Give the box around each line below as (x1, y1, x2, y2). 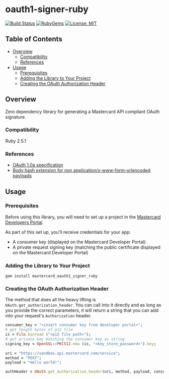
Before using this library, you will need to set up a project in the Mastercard (5, 213, 161, 220)
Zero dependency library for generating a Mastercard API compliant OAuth (5, 109, 160, 115)
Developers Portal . (5, 219, 44, 225)
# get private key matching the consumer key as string (5, 337, 125, 342)
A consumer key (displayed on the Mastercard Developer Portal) (12, 239, 146, 245)
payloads (12, 173, 32, 179)
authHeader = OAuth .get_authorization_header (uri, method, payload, (5, 369, 152, 374)
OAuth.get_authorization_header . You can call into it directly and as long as (5, 302, 161, 308)
